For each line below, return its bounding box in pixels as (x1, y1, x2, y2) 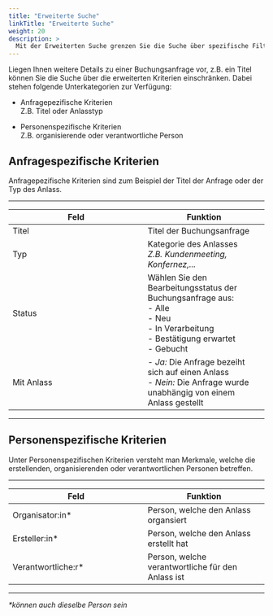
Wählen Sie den (147, 272, 207, 283)
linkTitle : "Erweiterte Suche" (8, 20, 115, 28)
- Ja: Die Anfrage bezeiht (147, 356, 245, 367)
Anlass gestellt (147, 396, 204, 408)
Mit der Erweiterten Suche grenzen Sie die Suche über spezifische (15, 42, 249, 50)
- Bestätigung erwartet (147, 333, 236, 344)
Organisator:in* (12, 509, 72, 521)
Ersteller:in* (12, 532, 58, 544)
